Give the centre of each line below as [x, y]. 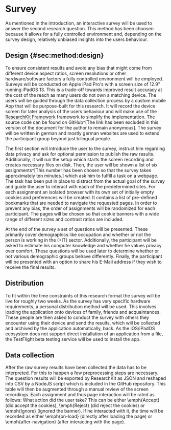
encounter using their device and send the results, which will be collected [83, 322]
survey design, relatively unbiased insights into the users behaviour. [77, 39]
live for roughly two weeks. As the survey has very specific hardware [78, 301]
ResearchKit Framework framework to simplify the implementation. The [80, 117]
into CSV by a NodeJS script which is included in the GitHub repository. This [86, 384]
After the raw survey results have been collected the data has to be [76, 368]
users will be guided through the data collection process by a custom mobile [86, 100]
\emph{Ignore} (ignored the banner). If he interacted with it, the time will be [84, 411]
